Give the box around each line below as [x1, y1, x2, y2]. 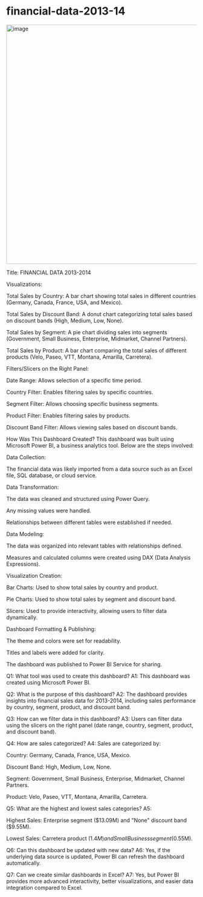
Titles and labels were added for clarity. [6, 649, 105, 656]
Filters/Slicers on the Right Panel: [6, 365, 89, 372]
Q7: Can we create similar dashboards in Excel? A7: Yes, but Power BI [6, 871, 179, 878]
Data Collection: [6, 453, 47, 461]
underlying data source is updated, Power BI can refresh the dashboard [6, 853, 184, 860]
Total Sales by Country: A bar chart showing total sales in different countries [6, 292, 196, 299]
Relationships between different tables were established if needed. [6, 518, 173, 526]
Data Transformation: [6, 483, 59, 491]
